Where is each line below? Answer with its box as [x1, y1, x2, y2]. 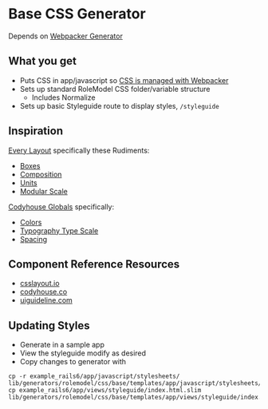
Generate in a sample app [19, 340, 105, 350]
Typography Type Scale [19, 225, 99, 236]
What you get [8, 54, 77, 68]
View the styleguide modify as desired [19, 348, 146, 358]
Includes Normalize [31, 93, 96, 102]
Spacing [19, 234, 48, 244]
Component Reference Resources [8, 257, 180, 271]
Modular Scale [19, 186, 68, 196]
